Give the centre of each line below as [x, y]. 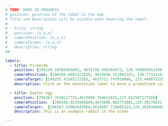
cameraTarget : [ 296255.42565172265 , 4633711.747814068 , [74, 79]
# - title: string [24, 28]
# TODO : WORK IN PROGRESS [32, 10]
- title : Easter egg [31, 93]
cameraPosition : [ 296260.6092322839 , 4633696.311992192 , [75, 75]
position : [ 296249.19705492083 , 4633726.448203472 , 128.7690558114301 [89, 70]
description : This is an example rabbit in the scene [71, 111]
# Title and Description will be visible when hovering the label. [77, 19]
